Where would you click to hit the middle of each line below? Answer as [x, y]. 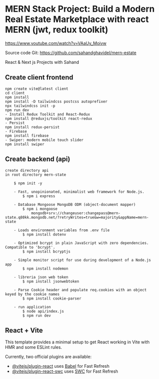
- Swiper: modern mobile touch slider [44, 140]
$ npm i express [39, 196]
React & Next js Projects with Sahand [42, 62]
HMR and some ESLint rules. [34, 347]
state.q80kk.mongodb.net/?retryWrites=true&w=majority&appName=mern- [77, 217]
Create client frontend [39, 77]
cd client [15, 93]
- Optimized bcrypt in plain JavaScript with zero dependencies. [81, 243]
